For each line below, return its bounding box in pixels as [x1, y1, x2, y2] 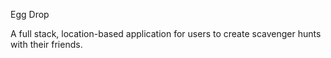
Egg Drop [10, 9, 50, 20]
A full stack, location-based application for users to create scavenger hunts [10, 28, 322, 39]
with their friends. [10, 39, 83, 50]
